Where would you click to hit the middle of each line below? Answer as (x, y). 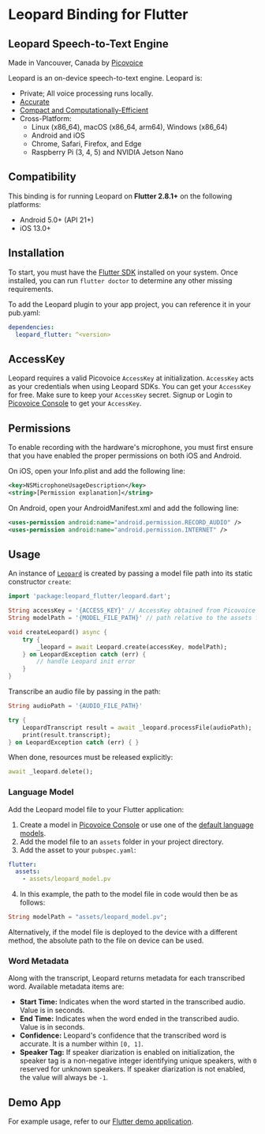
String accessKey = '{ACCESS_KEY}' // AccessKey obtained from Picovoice (132, 610)
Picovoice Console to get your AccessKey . (75, 403)
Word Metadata (39, 961)
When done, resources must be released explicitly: (91, 758)
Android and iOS (58, 135)
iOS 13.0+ (35, 228)
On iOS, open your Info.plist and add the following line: (97, 471)
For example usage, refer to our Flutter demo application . (101, 1121)
